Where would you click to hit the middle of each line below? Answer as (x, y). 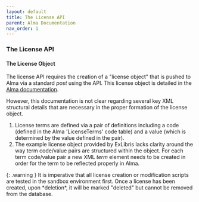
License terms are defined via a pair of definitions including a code (97, 126)
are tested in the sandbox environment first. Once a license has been (91, 181)
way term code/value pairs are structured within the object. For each (99, 151)
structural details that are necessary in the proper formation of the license (97, 108)
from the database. (29, 194)
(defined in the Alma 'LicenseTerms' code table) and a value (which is (100, 131)
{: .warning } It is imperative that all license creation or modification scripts (97, 175)
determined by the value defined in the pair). (69, 138)
